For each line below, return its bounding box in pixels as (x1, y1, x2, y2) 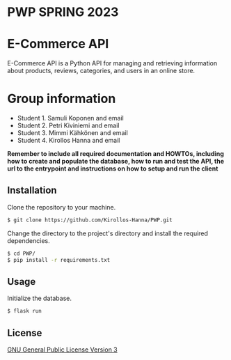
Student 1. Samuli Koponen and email (17, 114, 124, 123)
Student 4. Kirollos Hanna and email (17, 136, 120, 145)
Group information (7, 91, 116, 107)
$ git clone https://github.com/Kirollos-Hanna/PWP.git (7, 217, 173, 224)
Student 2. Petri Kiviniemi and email (17, 121, 120, 130)
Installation (7, 185, 57, 196)
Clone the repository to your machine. (7, 203, 116, 211)
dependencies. (7, 236, 50, 244)
